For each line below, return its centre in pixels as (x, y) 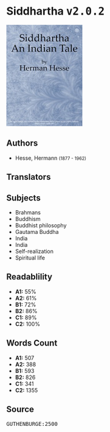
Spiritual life (30, 258)
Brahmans (28, 212)
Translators (29, 177)
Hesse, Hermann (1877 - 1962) (51, 158)
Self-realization (34, 251)
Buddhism (28, 219)
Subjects (23, 198)
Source (20, 409)
